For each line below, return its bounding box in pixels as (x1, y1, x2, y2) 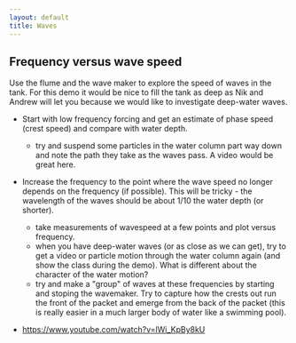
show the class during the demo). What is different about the (35, 259, 257, 271)
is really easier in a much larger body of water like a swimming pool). (35, 307, 286, 318)
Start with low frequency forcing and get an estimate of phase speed (21, 114, 274, 124)
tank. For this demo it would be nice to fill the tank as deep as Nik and (9, 87, 264, 98)
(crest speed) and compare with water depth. (21, 124, 188, 134)
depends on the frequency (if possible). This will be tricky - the (21, 186, 253, 196)
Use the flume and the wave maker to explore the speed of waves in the (9, 77, 272, 89)
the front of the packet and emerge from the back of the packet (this (35, 298, 285, 308)
